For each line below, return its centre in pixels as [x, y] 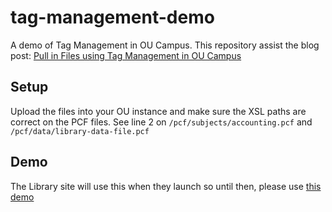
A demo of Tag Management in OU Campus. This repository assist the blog [165, 45]
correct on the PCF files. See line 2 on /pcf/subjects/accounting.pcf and [161, 122]
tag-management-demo [112, 17]
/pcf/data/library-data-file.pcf [80, 131]
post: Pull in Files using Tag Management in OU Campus [126, 55]
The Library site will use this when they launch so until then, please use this [166, 186]
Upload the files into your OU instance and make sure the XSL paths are [158, 111]
